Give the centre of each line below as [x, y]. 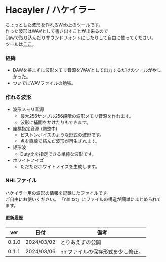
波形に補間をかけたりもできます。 [55, 122]
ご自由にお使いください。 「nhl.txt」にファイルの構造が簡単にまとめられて [83, 199]
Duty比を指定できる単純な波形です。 [58, 154]
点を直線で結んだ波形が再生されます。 [60, 141]
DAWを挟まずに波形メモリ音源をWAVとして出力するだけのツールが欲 [85, 70]
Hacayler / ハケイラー [51, 10]
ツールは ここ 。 [21, 44]
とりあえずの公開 [81, 242]
